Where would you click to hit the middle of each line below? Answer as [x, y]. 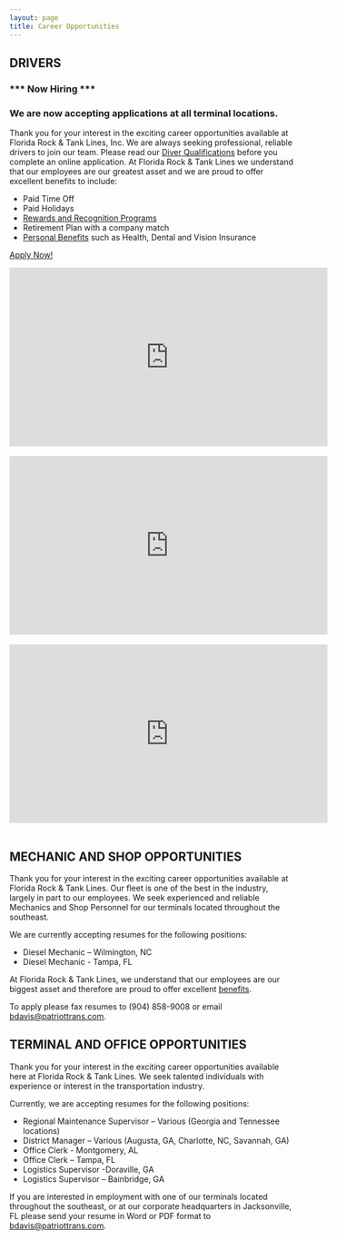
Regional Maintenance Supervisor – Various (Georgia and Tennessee [151, 1121]
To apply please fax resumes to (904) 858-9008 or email [116, 1006]
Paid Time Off [48, 199]
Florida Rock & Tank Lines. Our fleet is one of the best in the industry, [139, 888]
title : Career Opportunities [64, 26]
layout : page [34, 18]
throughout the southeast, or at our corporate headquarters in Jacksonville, [151, 1206]
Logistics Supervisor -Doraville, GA [88, 1169]
